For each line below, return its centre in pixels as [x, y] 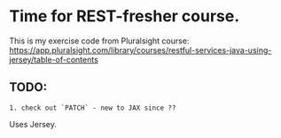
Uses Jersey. [33, 124]
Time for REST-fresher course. [125, 16]
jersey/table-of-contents [54, 59]
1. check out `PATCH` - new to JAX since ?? [93, 108]
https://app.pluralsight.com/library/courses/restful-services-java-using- [140, 50]
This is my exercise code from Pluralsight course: [99, 41]
